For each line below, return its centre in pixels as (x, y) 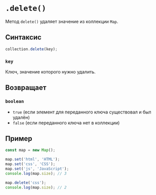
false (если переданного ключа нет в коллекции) (66, 123)
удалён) (21, 117)
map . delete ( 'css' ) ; (26, 183)
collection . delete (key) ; (31, 49)
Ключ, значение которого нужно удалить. (50, 71)
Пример (19, 139)
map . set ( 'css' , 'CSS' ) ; (30, 164)
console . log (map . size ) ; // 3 (36, 173)
